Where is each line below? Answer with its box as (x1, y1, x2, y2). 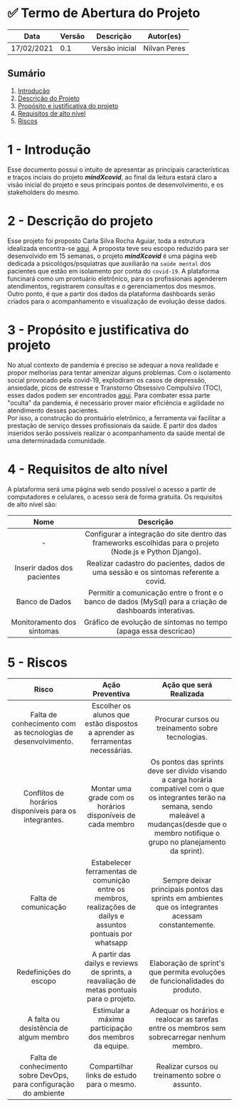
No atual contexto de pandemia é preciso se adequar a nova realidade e (7, 360, 219, 369)
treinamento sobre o (153, 1071, 221, 1081)
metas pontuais (85, 985, 137, 995)
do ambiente (22, 1088, 65, 1098)
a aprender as (87, 728, 135, 738)
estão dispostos (85, 719, 139, 729)
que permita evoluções (149, 967, 226, 977)
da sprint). (169, 846, 205, 856)
